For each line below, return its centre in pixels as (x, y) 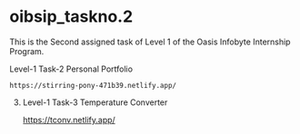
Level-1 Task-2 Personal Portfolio (71, 69)
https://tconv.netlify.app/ (69, 120)
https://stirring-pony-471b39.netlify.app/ (93, 85)
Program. (27, 51)
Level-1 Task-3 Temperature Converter (95, 102)
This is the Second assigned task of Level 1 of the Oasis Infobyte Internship (150, 42)
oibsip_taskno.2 (71, 17)
